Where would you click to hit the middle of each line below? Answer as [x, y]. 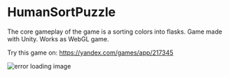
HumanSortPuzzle [62, 12]
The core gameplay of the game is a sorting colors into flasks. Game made [115, 31]
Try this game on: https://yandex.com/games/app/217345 [90, 52]
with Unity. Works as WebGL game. [58, 38]
